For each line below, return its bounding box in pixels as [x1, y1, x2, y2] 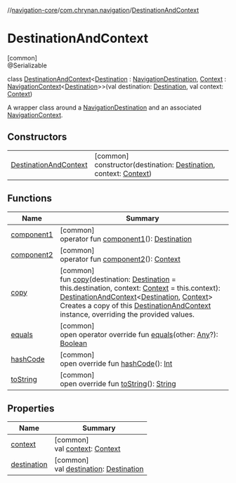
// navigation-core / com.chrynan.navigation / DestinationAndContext [7, 6, 199, 14]
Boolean [59, 338, 88, 348]
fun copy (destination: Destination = [59, 274, 177, 284]
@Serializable [7, 61, 47, 70]
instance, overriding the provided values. [59, 309, 195, 319]
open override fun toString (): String [59, 378, 177, 388]
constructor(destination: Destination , [94, 159, 216, 169]
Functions [7, 192, 53, 204]
